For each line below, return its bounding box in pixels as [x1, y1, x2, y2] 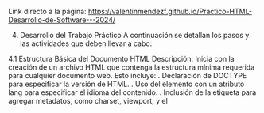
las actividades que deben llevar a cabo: [19, 39, 153, 48]
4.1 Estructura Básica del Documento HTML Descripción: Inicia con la [8, 55, 235, 63]
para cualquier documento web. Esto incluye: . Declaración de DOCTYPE [8, 71, 247, 80]
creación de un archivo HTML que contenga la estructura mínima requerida [8, 62, 255, 72]
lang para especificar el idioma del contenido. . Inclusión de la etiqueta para [8, 88, 257, 97]
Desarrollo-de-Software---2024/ [8, 15, 116, 24]
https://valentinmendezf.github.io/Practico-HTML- [87, 7, 253, 16]
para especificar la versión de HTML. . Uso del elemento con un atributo [8, 79, 245, 89]
